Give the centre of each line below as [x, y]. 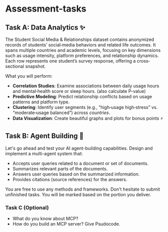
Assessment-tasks [46, 9]
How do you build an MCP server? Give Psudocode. [66, 224]
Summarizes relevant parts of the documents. [60, 168]
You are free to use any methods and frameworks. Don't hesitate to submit [83, 189]
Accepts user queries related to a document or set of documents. [80, 163]
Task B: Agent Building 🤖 [45, 136]
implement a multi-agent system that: [44, 153]
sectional [15, 66]
